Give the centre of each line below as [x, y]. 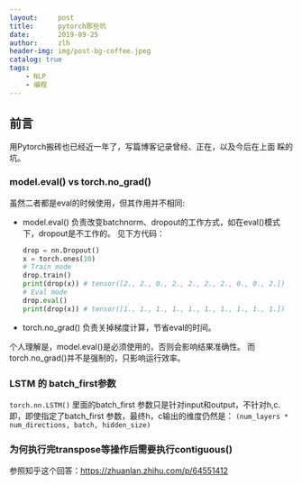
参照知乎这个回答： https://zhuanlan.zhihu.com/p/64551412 [119, 471]
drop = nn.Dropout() [61, 250]
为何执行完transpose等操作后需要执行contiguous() [121, 449]
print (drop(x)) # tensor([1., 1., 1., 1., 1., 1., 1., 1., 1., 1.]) [154, 309]
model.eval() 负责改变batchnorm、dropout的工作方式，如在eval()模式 [151, 222]
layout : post [42, 18]
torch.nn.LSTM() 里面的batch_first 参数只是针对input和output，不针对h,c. [145, 405]
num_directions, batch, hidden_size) [80, 426]
